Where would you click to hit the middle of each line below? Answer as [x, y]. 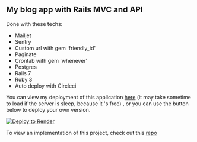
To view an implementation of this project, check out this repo [82, 133]
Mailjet [23, 35]
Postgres [26, 67]
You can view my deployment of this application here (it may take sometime [99, 97]
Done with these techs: [34, 24]
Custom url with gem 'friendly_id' [55, 48]
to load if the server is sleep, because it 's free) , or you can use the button [97, 104]
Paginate [26, 54]
